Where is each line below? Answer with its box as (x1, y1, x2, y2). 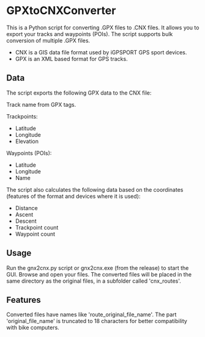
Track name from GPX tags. (6, 101, 76, 108)
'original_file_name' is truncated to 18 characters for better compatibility (6, 317, 188, 325)
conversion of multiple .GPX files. (6, 37, 91, 44)
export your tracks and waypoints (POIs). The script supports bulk (6, 30, 173, 37)
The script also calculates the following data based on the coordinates (6, 186, 184, 193)
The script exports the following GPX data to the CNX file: (6, 89, 152, 96)
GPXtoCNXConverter (6, 4, 116, 18)
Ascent (15, 211, 34, 218)
